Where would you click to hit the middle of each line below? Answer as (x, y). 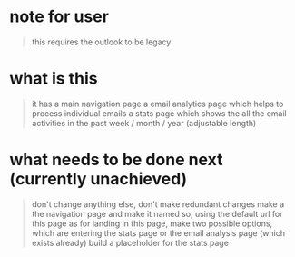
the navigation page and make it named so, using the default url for (157, 213)
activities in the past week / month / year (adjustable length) (144, 123)
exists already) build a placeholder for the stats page (130, 242)
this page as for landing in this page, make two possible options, (152, 223)
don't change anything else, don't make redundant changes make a (157, 204)
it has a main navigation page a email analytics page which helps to (157, 104)
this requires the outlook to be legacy (101, 42)
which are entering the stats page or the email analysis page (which (158, 232)
